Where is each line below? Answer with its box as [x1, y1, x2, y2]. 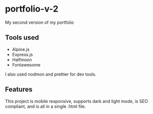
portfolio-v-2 [5, 3, 59, 15]
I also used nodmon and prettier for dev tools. [5, 71, 97, 77]
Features [5, 85, 33, 94]
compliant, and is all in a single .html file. [5, 103, 86, 109]
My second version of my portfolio [5, 19, 74, 25]
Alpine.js [12, 46, 30, 52]
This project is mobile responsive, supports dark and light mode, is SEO [5, 98, 148, 104]
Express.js [12, 51, 33, 57]
